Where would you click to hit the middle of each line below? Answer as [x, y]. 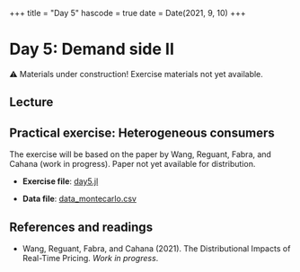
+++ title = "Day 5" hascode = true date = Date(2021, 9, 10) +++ [128, 13]
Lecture [31, 102]
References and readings [81, 227]
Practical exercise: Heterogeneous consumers [142, 132]
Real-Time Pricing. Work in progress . [90, 258]
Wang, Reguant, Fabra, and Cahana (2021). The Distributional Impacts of [156, 248]
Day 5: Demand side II [92, 49]
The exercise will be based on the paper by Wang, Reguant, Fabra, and [141, 154]
